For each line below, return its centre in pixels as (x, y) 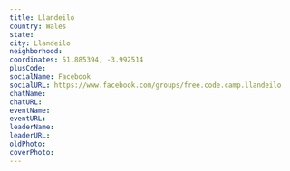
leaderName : (32, 128)
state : (22, 34)
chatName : (28, 93)
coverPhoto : (32, 152)
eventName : (30, 110)
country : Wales (38, 26)
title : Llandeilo (42, 18)
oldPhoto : (28, 144)
